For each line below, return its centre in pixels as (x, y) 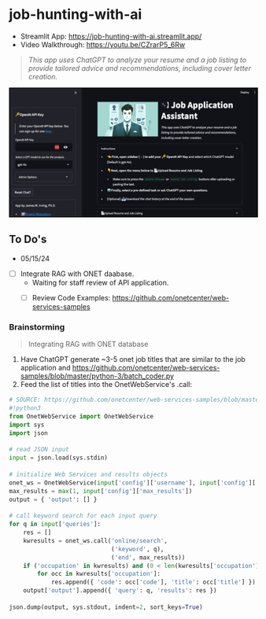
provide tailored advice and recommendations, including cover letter (139, 68)
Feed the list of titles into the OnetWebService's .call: (106, 385)
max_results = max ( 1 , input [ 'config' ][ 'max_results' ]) (101, 491)
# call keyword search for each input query (83, 516)
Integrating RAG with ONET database (88, 345)
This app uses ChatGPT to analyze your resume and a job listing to (137, 60)
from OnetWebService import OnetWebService (81, 416)
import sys (27, 425)
